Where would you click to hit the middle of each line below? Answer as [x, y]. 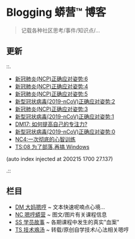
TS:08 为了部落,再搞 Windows [52, 146]
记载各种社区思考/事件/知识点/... [61, 30]
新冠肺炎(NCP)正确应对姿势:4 [52, 86]
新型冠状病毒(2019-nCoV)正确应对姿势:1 [64, 116]
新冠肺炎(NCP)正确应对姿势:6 [52, 79]
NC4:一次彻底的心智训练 [45, 139]
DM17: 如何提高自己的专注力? [51, 124]
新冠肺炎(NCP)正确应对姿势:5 [52, 94]
